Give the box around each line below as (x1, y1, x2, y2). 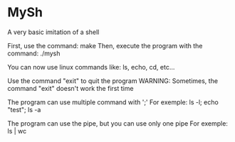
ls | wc (7, 126, 27, 135)
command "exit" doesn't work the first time (7, 84, 134, 92)
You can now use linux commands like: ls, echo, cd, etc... (7, 62, 175, 71)
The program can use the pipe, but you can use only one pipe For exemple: (7, 119, 228, 128)
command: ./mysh (7, 49, 61, 58)
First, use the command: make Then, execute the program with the (7, 41, 203, 50)
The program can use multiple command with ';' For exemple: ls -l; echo (7, 97, 219, 106)
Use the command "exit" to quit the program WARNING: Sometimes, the (7, 76, 219, 85)
